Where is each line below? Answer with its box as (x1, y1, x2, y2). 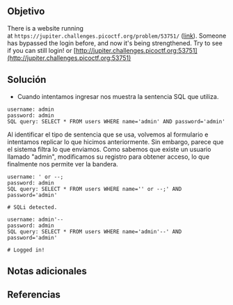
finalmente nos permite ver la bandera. (7, 159, 118, 168)
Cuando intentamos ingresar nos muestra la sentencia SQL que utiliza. (17, 92, 219, 100)
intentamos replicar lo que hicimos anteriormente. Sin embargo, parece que (7, 137, 224, 146)
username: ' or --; (7, 173, 64, 180)
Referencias (7, 289, 61, 301)
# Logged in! (7, 247, 45, 253)
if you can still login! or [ (7, 46, 77, 54)
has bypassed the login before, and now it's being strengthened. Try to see (7, 38, 223, 47)
